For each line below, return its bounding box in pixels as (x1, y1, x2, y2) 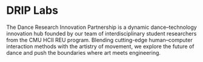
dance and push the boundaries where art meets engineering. (6, 49, 161, 56)
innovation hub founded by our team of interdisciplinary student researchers (6, 29, 197, 37)
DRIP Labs (6, 4, 59, 17)
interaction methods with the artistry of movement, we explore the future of (6, 43, 195, 50)
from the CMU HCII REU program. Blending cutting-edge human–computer (6, 36, 193, 43)
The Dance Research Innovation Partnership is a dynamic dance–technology (6, 23, 197, 31)
